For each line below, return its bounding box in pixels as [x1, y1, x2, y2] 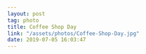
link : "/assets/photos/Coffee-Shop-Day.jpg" [7, 29, 140, 37]
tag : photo [7, 17, 39, 24]
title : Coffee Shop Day [7, 23, 77, 30]
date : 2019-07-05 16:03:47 [7, 36, 86, 43]
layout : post [7, 10, 46, 18]
